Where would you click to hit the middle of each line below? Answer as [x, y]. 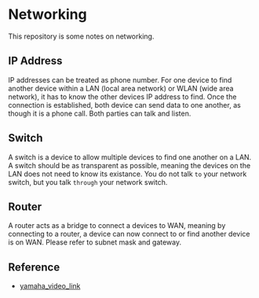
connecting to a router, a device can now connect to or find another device [129, 234]
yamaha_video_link [50, 286]
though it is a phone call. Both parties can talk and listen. [100, 113]
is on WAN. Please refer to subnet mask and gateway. [95, 242]
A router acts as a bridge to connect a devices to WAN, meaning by [117, 226]
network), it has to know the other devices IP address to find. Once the [122, 97]
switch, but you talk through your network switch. [88, 182]
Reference [34, 267]
